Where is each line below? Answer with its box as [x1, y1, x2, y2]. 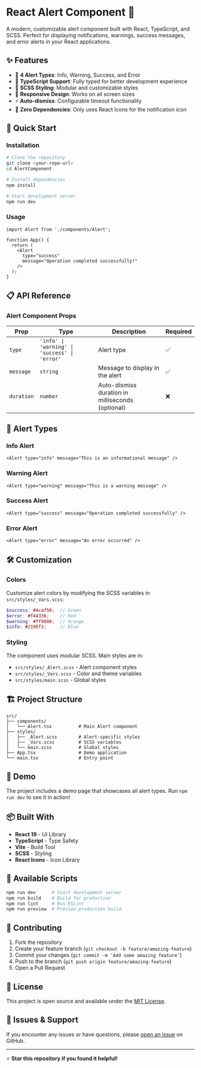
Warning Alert [6, 469, 48, 477]
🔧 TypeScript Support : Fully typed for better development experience [14, 77, 188, 85]
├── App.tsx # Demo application [6, 750, 127, 756]
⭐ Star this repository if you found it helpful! [6, 1055, 118, 1062]
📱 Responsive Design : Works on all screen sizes [14, 90, 135, 98]
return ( [11, 242, 33, 248]
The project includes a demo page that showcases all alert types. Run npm [6, 787, 188, 795]
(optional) [98, 403, 126, 411]
